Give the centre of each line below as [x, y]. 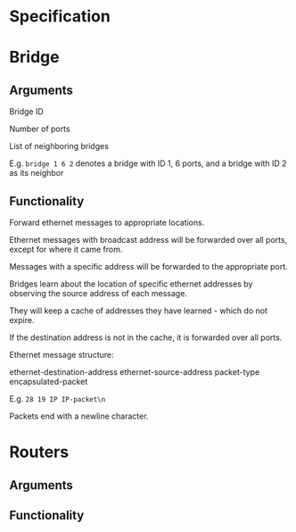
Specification [60, 17]
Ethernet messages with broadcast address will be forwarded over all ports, [148, 240]
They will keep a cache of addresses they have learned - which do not [138, 311]
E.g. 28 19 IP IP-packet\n [58, 399]
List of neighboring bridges [59, 146]
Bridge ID [27, 112]
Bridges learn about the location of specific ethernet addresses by [131, 284]
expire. [22, 320]
